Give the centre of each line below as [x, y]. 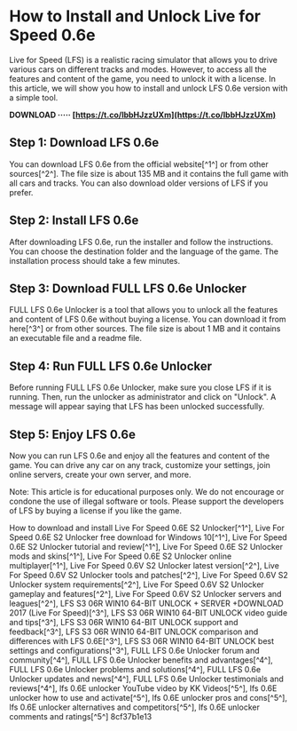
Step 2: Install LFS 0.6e [74, 221]
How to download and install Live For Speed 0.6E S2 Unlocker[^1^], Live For [147, 528]
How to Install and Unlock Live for [135, 16]
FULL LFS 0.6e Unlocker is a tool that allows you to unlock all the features [144, 310]
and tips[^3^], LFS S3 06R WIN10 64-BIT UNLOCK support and [124, 622]
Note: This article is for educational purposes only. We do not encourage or [147, 492]
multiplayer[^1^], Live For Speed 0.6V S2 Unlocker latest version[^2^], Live [144, 565]
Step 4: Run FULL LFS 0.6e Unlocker [111, 366]
